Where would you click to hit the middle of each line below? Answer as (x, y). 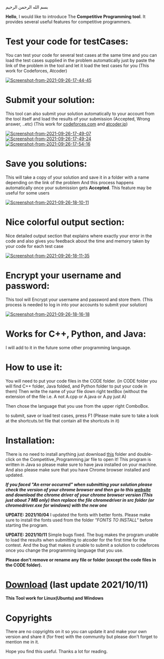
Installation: (30, 440)
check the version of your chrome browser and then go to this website (78, 489)
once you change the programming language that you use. (64, 550)
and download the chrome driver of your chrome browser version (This (79, 495)
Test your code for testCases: (67, 42)
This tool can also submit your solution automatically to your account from (80, 113)
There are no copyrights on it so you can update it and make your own (76, 632)
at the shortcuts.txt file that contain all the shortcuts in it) (62, 420)
